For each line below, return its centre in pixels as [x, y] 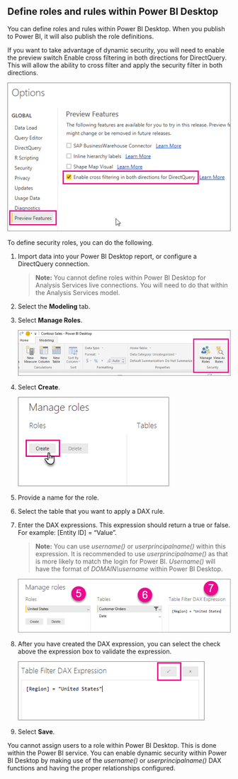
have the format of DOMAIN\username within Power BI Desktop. [129, 569]
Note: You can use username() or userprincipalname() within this [131, 546]
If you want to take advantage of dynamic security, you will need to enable [116, 50]
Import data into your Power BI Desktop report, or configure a [107, 256]
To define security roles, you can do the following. [80, 242]
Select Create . [39, 387]
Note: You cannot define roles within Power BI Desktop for [121, 277]
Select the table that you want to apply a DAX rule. [91, 511]
